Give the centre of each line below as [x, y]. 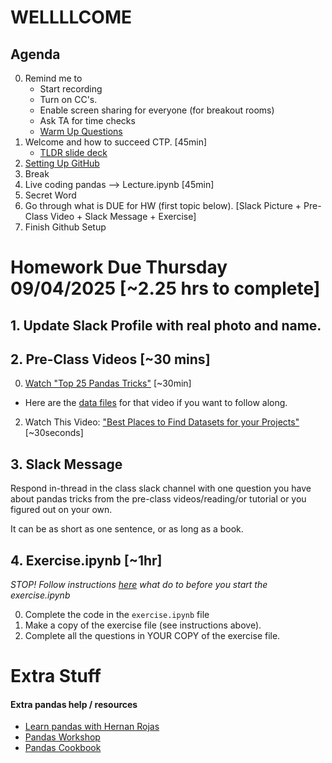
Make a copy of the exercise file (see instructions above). [143, 625]
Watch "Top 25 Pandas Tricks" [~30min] [108, 383]
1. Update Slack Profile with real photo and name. [166, 325]
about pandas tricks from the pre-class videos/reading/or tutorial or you [158, 499]
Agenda [35, 54]
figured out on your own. [61, 510]
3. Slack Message [66, 464]
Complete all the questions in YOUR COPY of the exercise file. [152, 636]
